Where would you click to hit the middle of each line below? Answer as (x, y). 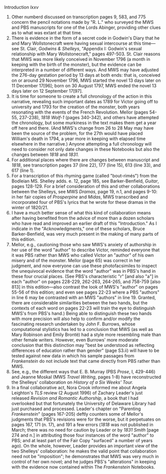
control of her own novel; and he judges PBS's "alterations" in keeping (83, 462)
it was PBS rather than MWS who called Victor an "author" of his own (83, 255)
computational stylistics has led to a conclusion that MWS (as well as (82, 329)
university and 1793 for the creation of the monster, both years (76, 107)
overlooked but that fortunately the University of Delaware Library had (83, 403)
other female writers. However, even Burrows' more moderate (75, 340)
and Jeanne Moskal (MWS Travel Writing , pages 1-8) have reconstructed (86, 377)
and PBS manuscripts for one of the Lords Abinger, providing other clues (86, 27)
